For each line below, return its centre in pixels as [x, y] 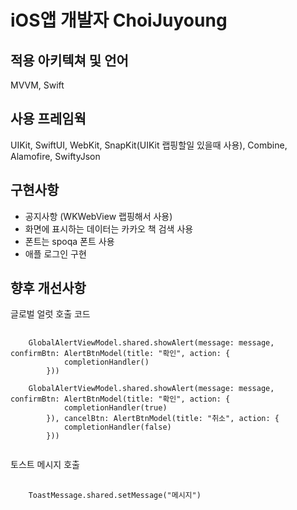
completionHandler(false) [117, 427]
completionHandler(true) [115, 408]
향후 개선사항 [48, 288]
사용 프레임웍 [48, 119]
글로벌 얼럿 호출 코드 [50, 314]
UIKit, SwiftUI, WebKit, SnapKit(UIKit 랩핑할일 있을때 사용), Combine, [149, 145]
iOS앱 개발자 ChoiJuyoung [119, 20]
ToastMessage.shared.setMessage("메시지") [115, 496]
